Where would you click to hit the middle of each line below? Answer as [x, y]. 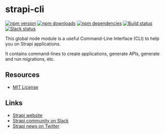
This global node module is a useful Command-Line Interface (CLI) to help [82, 38]
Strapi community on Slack [41, 120]
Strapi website [27, 115]
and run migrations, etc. [30, 59]
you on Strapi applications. [33, 43]
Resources [22, 75]
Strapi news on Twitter [36, 126]
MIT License [25, 87]
